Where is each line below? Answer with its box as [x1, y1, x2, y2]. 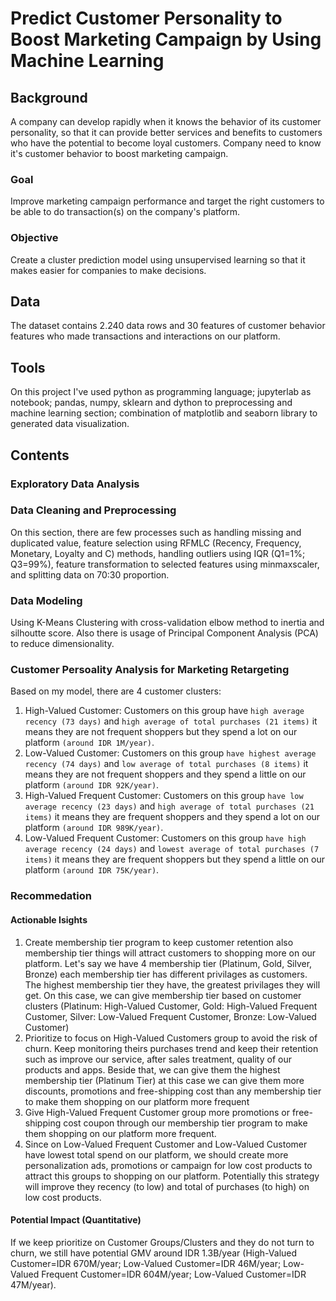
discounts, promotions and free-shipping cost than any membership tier [24, 1085, 322, 1097]
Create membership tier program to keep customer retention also [24, 936, 294, 948]
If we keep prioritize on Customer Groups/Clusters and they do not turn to [10, 1236, 315, 1248]
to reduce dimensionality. [10, 638, 115, 650]
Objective [10, 231, 59, 245]
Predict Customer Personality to [10, 7, 283, 30]
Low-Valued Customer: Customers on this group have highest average [24, 747, 317, 759]
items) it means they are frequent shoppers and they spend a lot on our [24, 811, 321, 823]
